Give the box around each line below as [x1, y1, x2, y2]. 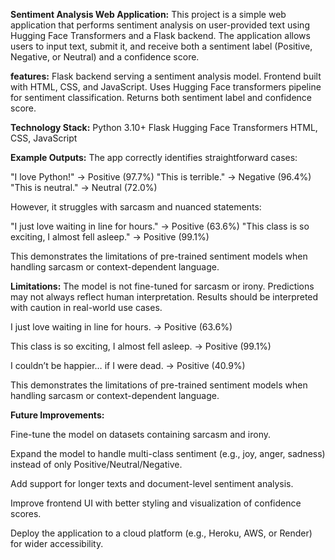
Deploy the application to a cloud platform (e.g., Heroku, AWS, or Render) [10, 527, 313, 539]
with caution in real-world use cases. [10, 302, 163, 313]
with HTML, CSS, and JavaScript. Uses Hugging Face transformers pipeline [10, 81, 322, 93]
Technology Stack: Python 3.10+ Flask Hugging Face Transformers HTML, [10, 122, 318, 133]
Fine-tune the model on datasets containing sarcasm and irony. [10, 429, 272, 440]
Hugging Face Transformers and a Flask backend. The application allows [10, 30, 311, 41]
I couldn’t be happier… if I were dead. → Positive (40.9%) [10, 360, 246, 371]
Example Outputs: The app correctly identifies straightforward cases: [10, 152, 298, 163]
